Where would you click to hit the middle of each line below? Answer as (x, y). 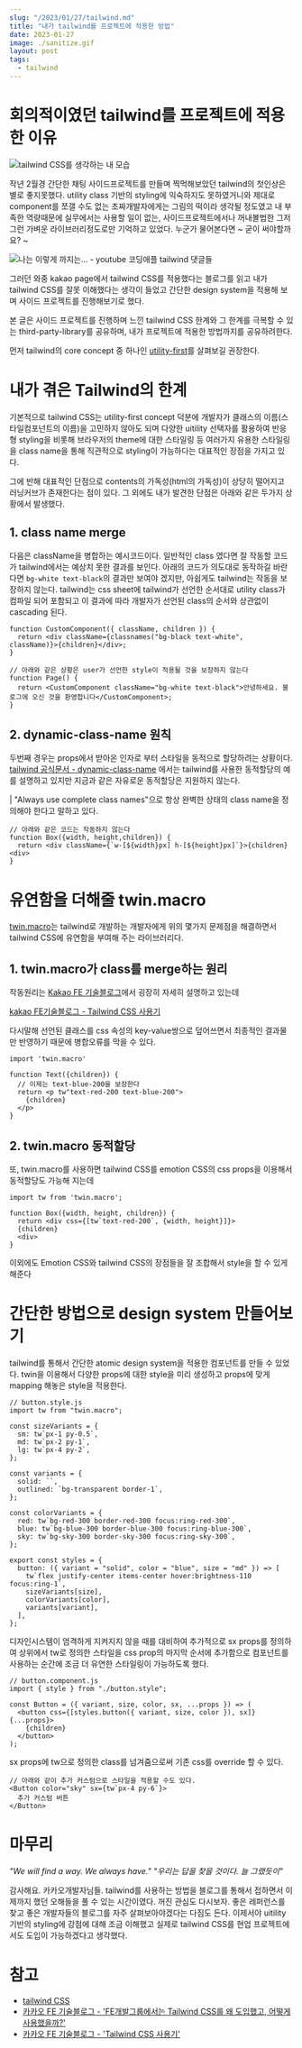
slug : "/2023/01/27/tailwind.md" (72, 18)
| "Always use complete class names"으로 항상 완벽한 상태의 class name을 (144, 800)
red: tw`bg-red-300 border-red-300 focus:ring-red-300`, (127, 1521)
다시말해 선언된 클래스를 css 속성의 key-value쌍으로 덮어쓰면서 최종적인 (136, 1031)
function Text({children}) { (64, 1075)
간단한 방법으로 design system (120, 1314)
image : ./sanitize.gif (52, 43)
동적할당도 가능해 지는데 (52, 1180)
